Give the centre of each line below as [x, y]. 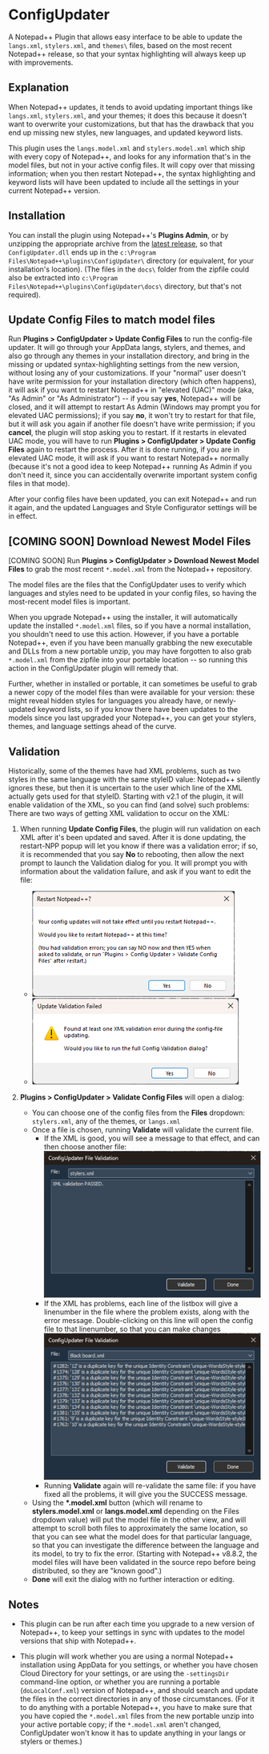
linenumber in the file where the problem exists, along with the [147, 1312]
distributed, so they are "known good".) [97, 1571]
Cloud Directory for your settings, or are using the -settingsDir [124, 1674]
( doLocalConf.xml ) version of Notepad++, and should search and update [139, 1691]
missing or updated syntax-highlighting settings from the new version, [124, 364]
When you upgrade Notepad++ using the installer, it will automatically [123, 618]
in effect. [23, 516]
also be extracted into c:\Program [63, 277]
